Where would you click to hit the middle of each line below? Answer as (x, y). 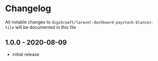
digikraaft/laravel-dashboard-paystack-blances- (103, 22)
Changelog (28, 9)
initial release (26, 54)
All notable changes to (28, 22)
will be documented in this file (46, 27)
